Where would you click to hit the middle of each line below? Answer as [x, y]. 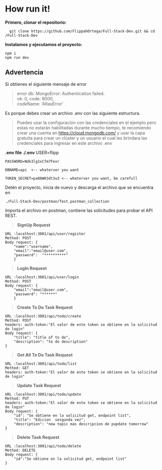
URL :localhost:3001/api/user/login [42, 277]
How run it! [28, 9]
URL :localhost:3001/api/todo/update [43, 394]
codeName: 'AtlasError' [40, 104]
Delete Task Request [38, 437]
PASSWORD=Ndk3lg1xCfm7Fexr [32, 161]
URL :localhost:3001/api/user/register [45, 234]
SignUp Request [33, 225]
